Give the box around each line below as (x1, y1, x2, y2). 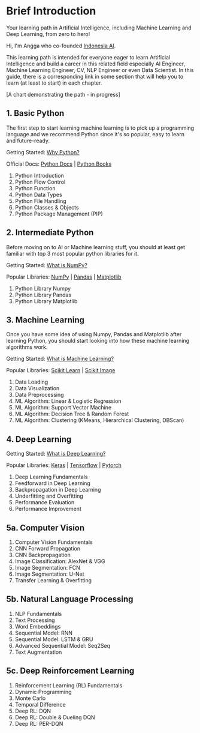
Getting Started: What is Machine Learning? (6, 355, 114, 363)
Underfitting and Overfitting (14, 492, 84, 499)
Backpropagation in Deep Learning (14, 486, 101, 493)
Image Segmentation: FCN (14, 564, 80, 571)
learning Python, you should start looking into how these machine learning (6, 337, 190, 345)
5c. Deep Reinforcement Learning (6, 666, 135, 676)
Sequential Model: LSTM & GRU (14, 635, 93, 643)
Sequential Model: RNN (14, 629, 73, 636)
